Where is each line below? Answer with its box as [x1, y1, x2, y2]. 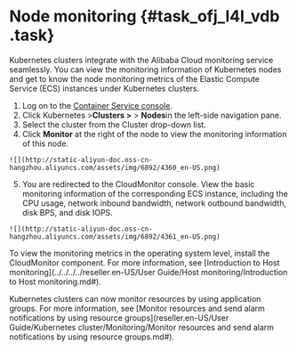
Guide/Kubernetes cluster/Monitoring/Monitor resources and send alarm [9, 322, 274, 332]
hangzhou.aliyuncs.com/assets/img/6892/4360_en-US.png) [9, 163, 221, 172]
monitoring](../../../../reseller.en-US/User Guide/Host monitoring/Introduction [9, 266, 288, 277]
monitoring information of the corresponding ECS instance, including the [21, 188, 289, 199]
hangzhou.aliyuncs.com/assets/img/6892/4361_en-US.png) [9, 232, 221, 241]
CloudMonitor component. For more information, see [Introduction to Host [9, 257, 280, 268]
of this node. [21, 138, 69, 149]
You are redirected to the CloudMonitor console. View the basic [21, 178, 255, 189]
